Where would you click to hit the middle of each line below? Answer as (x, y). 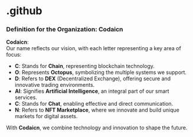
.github (24, 11)
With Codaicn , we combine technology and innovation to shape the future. (97, 128)
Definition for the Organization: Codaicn (65, 30)
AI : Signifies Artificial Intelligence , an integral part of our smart (92, 91)
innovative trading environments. (55, 85)
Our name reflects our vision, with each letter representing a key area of (94, 48)
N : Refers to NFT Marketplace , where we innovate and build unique (97, 110)
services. (26, 97)
